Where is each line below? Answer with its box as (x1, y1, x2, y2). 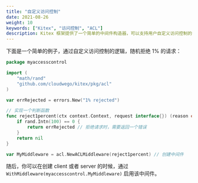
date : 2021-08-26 (6, 14, 49, 20)
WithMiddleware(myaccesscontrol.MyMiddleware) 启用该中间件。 (6, 170, 160, 177)
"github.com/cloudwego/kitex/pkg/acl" (16, 81, 112, 87)
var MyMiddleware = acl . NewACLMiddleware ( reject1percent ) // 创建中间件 (6, 151, 184, 157)
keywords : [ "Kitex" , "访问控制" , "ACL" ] (6, 25, 103, 31)
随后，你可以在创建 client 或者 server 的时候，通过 (6, 163, 128, 170)
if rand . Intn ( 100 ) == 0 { (16, 119, 81, 125)
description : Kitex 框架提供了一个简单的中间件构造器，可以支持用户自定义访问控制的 (6, 31, 193, 37)
